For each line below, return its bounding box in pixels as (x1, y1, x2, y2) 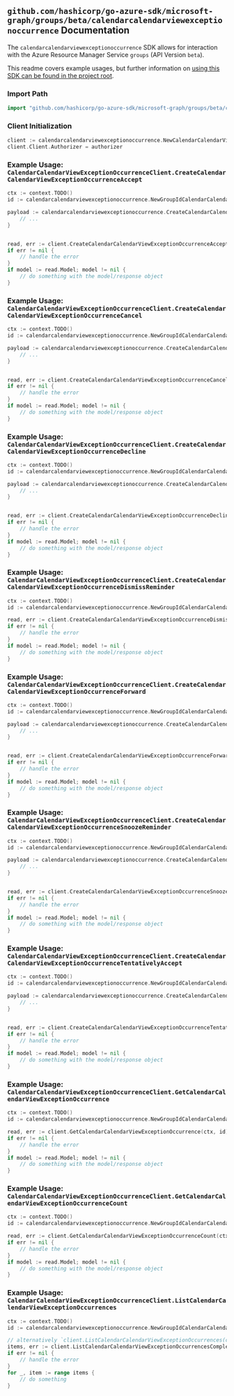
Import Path (7, 89, 48, 98)
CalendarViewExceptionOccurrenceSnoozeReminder (7, 824, 172, 831)
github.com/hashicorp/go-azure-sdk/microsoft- (7, 6, 214, 17)
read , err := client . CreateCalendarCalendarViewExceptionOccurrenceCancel (7, 377, 229, 384)
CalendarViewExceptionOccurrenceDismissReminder (7, 583, 175, 591)
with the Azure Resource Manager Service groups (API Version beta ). (7, 50, 205, 59)
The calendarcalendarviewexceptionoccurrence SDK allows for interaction (7, 43, 218, 52)
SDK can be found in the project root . (7, 71, 114, 79)
